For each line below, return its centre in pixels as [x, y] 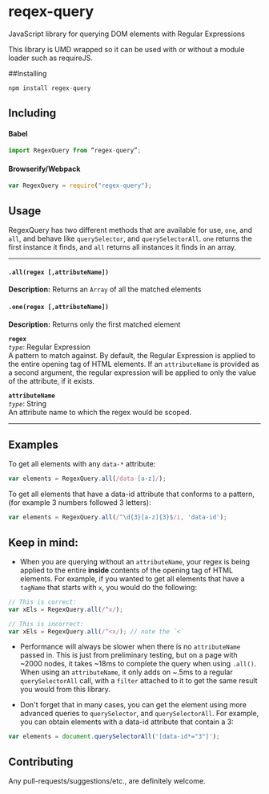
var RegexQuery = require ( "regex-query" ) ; [80, 186]
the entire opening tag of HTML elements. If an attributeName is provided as [134, 364]
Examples [33, 444]
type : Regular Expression [49, 347]
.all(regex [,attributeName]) [59, 272]
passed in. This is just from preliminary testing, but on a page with [128, 655]
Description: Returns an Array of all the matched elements [105, 289]
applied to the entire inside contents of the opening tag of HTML [126, 570]
